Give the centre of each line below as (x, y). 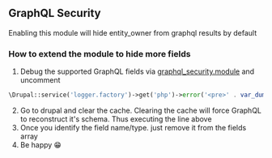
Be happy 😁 (41, 144)
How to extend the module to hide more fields (100, 53)
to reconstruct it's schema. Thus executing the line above (116, 119)
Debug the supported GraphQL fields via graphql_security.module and (137, 71)
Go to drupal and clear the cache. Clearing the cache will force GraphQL (140, 110)
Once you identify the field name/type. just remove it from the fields (133, 127)
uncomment (40, 80)
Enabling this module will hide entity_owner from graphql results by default (133, 32)
